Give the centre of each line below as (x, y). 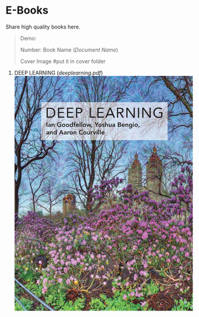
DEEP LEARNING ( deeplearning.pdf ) (59, 72)
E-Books (27, 10)
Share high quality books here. (43, 27)
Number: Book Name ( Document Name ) (69, 50)
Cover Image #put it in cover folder (63, 61)
